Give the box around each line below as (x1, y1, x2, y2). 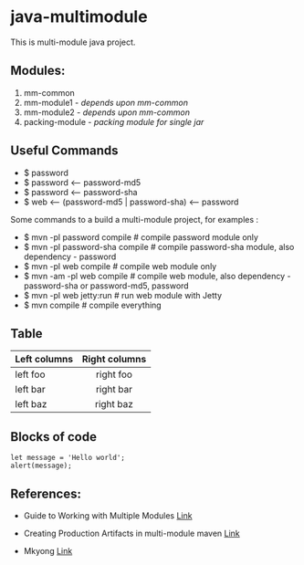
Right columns (81, 353, 147, 366)
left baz (15, 398, 47, 411)
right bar (95, 383, 133, 396)
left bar (15, 383, 47, 396)
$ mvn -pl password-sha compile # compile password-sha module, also (23, 241, 295, 252)
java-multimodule (10, 6, 149, 27)
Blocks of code (10, 429, 97, 445)
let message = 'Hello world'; (10, 454, 126, 463)
